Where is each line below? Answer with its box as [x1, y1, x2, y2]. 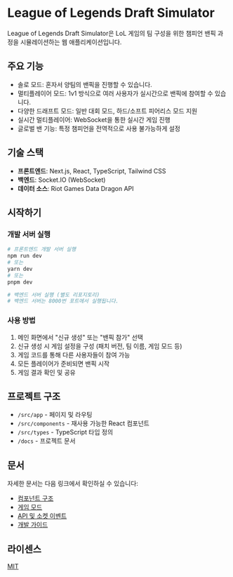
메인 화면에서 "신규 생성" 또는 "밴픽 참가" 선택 [17, 333, 144, 341]
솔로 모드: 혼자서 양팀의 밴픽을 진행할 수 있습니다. [17, 80, 152, 88]
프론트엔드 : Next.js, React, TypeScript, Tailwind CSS [17, 166, 166, 175]
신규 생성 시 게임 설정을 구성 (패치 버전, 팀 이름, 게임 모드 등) [17, 342, 182, 350]
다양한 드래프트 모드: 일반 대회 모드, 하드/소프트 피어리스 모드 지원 [17, 107, 198, 115]
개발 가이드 [17, 521, 48, 529]
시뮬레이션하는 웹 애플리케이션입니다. [20, 37, 122, 46]
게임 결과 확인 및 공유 [17, 368, 76, 376]
